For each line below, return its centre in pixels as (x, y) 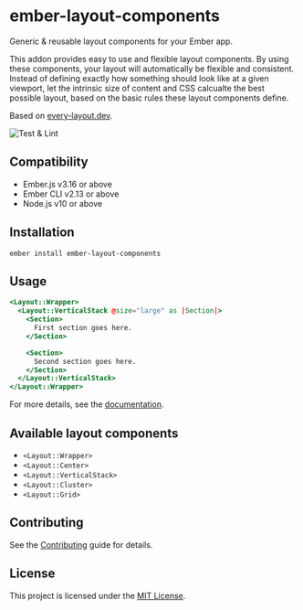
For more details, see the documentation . (87, 404)
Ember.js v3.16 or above (67, 184)
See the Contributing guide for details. (81, 544)
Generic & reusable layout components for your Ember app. (121, 41)
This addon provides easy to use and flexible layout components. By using (149, 59)
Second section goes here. (85, 361)
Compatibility (49, 162)
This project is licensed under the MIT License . (98, 595)
